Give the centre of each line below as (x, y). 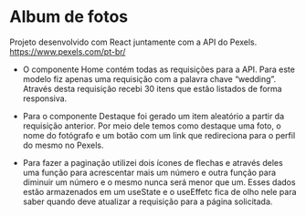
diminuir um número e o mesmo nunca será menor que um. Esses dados (159, 182)
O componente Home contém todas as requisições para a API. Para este (158, 69)
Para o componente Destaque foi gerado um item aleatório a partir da (153, 116)
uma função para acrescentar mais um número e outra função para (149, 172)
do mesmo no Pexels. (63, 145)
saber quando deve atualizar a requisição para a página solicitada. (148, 201)
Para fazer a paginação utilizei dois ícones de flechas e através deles (153, 162)
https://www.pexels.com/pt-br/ (68, 51)
